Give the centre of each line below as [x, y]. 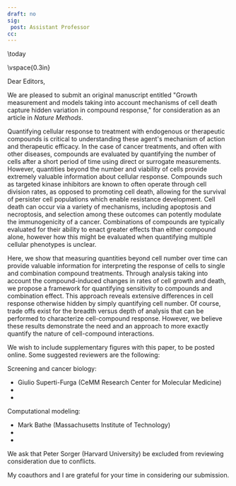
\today [17, 54]
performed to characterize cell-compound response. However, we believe [115, 319]
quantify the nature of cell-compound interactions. [81, 333]
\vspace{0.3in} [29, 67]
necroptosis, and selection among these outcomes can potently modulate [114, 214]
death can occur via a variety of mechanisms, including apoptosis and [110, 207]
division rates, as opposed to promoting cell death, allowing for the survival [117, 192]
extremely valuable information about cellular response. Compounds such [115, 177]
